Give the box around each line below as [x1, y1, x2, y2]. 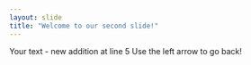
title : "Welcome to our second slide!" [9, 21, 159, 30]
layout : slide [9, 12, 63, 22]
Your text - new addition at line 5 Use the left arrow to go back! [9, 45, 243, 56]
